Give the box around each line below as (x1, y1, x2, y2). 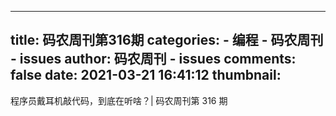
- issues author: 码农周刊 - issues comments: (10, 51, 297, 68)
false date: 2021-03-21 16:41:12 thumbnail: (10, 67, 282, 84)
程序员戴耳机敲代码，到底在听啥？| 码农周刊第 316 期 (10, 94, 228, 106)
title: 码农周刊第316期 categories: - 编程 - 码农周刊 (10, 32, 324, 49)
